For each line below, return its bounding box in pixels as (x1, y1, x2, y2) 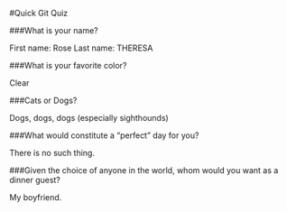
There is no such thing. (9, 148, 95, 158)
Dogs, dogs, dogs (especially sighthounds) (9, 113, 169, 123)
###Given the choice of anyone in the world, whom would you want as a (9, 165, 279, 175)
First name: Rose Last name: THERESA (9, 42, 153, 53)
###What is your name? (9, 25, 98, 35)
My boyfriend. (9, 192, 62, 202)
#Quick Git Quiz (9, 8, 69, 18)
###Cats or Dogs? (9, 95, 78, 106)
